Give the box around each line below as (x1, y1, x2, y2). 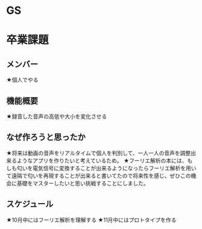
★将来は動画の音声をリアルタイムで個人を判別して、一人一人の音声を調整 (6, 149, 191, 156)
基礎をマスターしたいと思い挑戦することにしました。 (16, 179, 149, 187)
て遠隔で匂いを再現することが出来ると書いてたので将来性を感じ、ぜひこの (6, 172, 191, 179)
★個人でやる (6, 76, 39, 83)
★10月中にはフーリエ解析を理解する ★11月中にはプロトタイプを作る (6, 216, 177, 224)
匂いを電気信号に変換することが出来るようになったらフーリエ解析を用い (16, 164, 197, 172)
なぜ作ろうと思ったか (6, 132, 86, 143)
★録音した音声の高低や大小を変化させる (6, 113, 107, 120)
